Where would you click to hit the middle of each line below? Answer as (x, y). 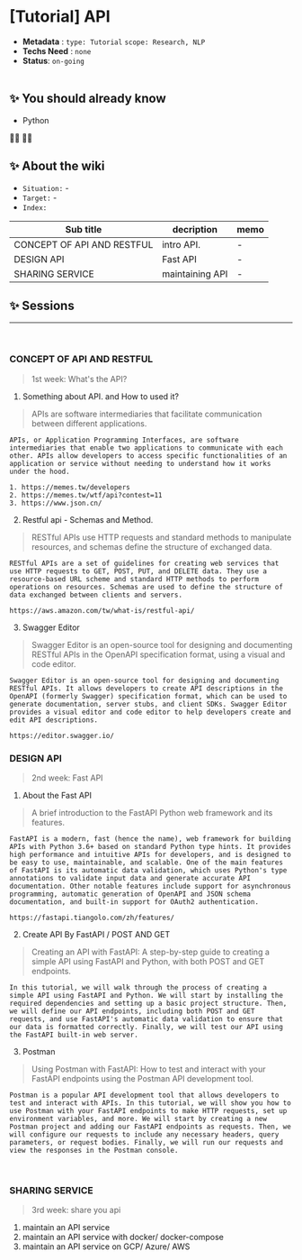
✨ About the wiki (57, 166)
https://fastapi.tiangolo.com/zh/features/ (92, 918)
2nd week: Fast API (67, 778)
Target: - (40, 197)
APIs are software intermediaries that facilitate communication (147, 414)
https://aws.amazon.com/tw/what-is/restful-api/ (102, 610)
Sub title (84, 229)
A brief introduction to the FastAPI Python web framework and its (152, 812)
